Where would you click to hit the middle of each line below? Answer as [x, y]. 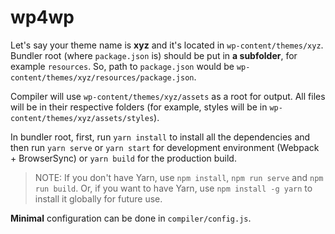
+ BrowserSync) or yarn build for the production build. [123, 158]
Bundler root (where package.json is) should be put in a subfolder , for [154, 55]
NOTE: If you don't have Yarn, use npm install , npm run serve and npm [179, 177]
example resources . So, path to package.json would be [122, 66]
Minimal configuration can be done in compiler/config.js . [131, 218]
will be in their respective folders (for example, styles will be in [139, 107]
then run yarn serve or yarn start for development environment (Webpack [165, 147]
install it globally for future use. [98, 198]
